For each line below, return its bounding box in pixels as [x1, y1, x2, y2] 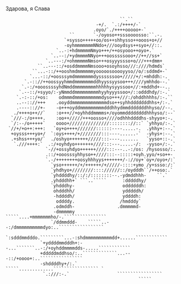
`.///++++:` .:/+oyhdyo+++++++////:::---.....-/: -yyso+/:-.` [13, 141, 176, 147]
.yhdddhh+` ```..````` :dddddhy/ [50, 178, 147, 184]
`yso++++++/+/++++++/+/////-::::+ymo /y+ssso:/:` [50, 162, 176, 168]
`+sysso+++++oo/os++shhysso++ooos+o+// [63, 37, 163, 43]
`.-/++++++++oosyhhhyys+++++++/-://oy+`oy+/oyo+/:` [45, 157, 176, 163]
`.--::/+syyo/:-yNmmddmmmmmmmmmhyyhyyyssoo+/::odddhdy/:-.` [18, 89, 170, 95]
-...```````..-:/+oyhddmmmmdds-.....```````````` [5, 245, 131, 251]
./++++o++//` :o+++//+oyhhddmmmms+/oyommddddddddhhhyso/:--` [13, 110, 176, 116]
